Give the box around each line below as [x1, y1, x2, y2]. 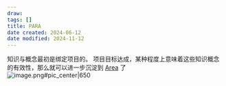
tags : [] [7, 16, 32, 23]
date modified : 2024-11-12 [7, 35, 84, 42]
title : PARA [7, 23, 41, 29]
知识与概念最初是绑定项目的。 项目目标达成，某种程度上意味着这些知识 [7, 55, 207, 63]
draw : [7, 10, 23, 17]
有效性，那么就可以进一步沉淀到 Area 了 [12, 63, 126, 72]
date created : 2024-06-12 [7, 29, 81, 36]
